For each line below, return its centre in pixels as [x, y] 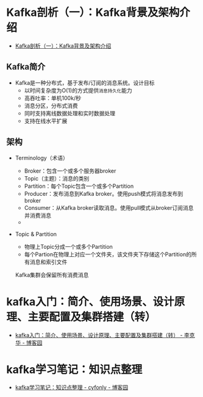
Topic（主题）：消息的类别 [57, 178]
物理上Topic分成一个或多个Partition [68, 246]
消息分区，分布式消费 [51, 106]
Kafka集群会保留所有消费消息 [52, 274]
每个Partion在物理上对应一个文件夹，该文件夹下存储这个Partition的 [108, 254]
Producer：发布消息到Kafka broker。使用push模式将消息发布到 [104, 193]
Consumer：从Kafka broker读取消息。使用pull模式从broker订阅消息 [109, 207]
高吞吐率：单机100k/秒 [52, 98]
